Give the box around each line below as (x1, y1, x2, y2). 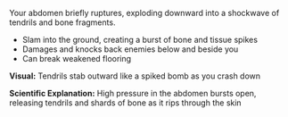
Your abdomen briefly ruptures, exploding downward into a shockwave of (9, 8, 280, 18)
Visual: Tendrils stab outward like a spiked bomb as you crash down (9, 71, 261, 81)
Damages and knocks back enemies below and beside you (21, 44, 239, 54)
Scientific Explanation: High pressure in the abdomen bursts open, (9, 88, 257, 98)
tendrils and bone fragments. (9, 17, 116, 28)
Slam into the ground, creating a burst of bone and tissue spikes (21, 35, 259, 45)
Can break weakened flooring (21, 54, 132, 63)
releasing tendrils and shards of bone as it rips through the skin (9, 97, 243, 108)
